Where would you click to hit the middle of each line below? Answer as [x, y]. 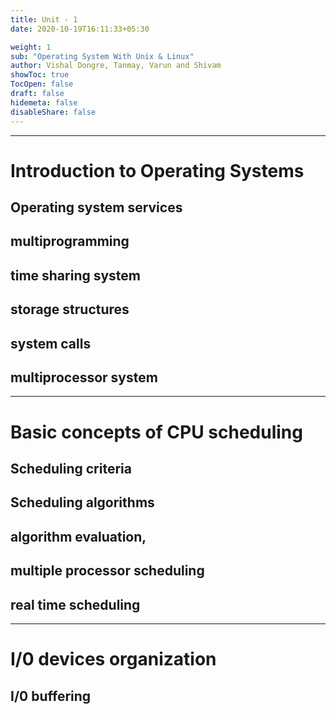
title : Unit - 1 [44, 19]
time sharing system [76, 275]
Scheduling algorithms [82, 502]
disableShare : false [53, 112]
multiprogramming [70, 241]
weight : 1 [31, 47]
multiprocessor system [84, 377]
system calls [51, 343]
